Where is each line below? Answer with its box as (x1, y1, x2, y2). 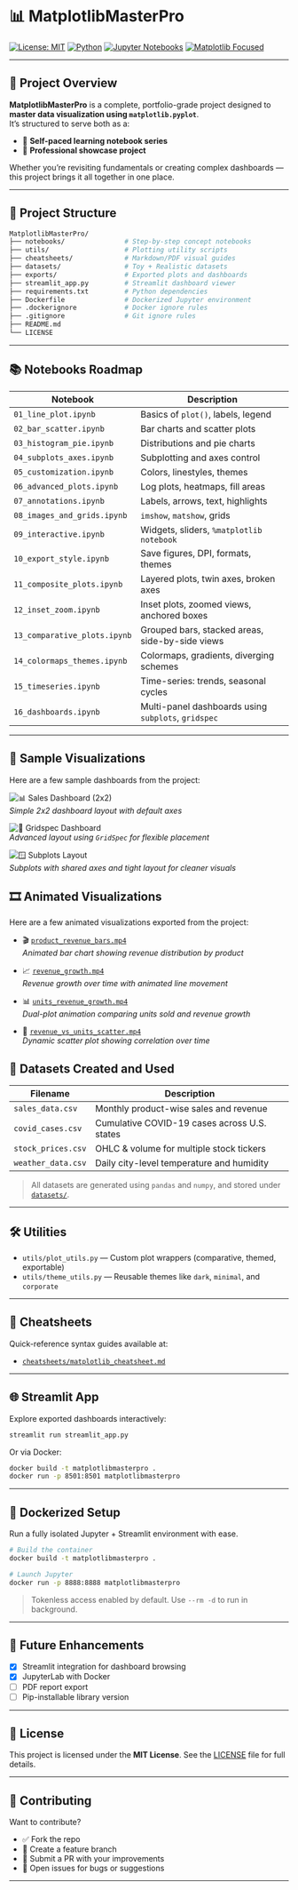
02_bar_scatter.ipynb (13, 423, 105, 434)
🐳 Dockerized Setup (9, 1504, 122, 1519)
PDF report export (21, 1681, 89, 1692)
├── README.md (9, 320, 62, 329)
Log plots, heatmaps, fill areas (140, 480, 266, 492)
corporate (21, 1282, 59, 1291)
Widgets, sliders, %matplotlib (140, 523, 263, 536)
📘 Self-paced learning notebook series (21, 135, 169, 146)
